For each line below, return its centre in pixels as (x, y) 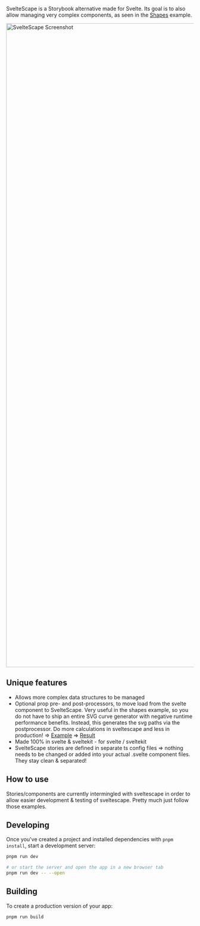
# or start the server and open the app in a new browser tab (85, 868)
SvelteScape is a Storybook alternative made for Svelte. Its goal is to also (96, 9)
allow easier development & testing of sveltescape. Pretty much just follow (98, 800)
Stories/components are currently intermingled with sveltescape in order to (98, 794)
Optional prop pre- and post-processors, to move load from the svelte (100, 704)
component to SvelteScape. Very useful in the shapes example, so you (101, 710)
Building (22, 892)
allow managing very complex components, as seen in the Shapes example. (99, 15)
